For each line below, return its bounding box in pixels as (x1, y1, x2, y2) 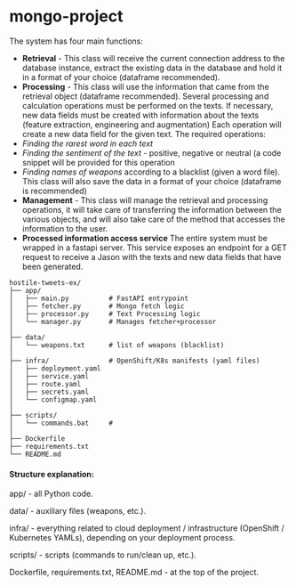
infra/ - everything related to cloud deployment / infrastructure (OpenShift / (9, 523, 284, 533)
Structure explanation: (9, 468, 95, 479)
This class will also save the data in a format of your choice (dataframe (21, 175, 282, 186)
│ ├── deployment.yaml (9, 363, 101, 373)
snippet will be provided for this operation (21, 157, 175, 167)
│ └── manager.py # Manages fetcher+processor (9, 317, 217, 326)
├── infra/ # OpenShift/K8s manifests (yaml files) (9, 356, 260, 365)
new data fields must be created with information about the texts (21, 110, 260, 120)
